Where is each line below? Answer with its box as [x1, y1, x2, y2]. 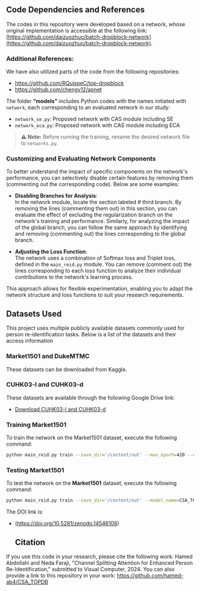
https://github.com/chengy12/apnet [14, 86, 102, 93]
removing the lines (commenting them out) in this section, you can [14, 205, 177, 212]
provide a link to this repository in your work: [6, 572, 116, 579]
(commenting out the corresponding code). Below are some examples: [6, 181, 180, 188]
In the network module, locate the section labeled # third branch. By [14, 199, 182, 206]
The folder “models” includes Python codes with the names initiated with [6, 98, 186, 105]
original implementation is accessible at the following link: [6, 27, 148, 34]
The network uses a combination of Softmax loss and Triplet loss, [14, 255, 176, 262]
